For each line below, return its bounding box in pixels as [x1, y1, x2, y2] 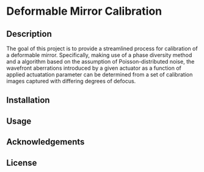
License [6, 157, 37, 168]
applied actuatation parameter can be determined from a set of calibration [6, 71, 193, 78]
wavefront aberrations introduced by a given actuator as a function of [6, 64, 181, 72]
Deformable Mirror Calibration [6, 4, 162, 18]
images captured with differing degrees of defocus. [6, 78, 136, 84]
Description [6, 29, 52, 39]
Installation [6, 95, 50, 105]
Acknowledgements [6, 136, 85, 148]
